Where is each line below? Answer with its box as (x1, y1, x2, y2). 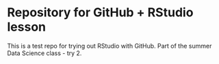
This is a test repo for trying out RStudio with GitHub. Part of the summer (7, 42, 212, 50)
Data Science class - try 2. (7, 49, 82, 57)
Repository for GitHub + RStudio (7, 5, 194, 20)
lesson (7, 19, 47, 35)
